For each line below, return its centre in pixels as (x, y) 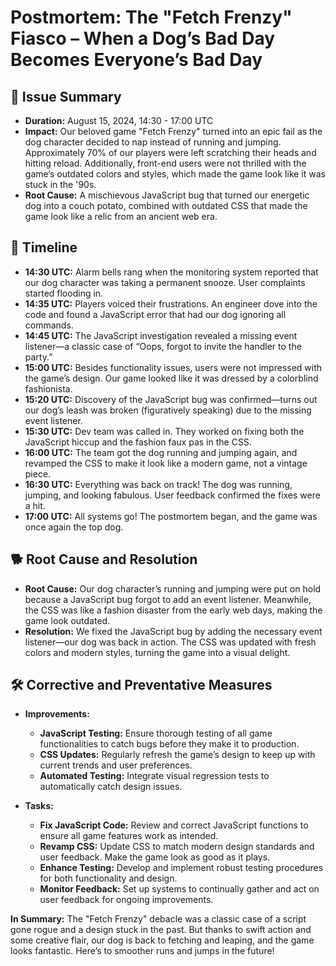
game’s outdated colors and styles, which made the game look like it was (175, 174)
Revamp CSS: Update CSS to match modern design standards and (177, 847)
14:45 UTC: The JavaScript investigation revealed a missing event (161, 335)
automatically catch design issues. (111, 787)
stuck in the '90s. (60, 184)
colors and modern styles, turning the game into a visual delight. (157, 652)
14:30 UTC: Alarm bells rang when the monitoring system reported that (171, 272)
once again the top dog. (74, 527)
